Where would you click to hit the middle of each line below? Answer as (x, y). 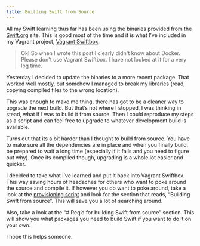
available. (18, 127)
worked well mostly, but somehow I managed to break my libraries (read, (96, 84)
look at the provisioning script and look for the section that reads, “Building (98, 194)
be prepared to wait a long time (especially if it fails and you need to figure (98, 151)
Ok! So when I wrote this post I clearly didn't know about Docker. (101, 53)
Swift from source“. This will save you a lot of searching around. (84, 201)
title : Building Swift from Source (50, 12)
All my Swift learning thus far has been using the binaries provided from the (99, 29)
